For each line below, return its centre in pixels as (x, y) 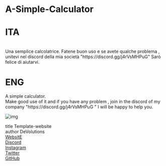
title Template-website (28, 126)
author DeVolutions (25, 132)
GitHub (13, 158)
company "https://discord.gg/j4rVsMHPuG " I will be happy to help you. (79, 107)
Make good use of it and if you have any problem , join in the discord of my (83, 102)
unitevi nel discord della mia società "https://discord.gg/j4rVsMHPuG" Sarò (83, 57)
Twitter (13, 153)
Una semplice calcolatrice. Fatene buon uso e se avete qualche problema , (82, 52)
